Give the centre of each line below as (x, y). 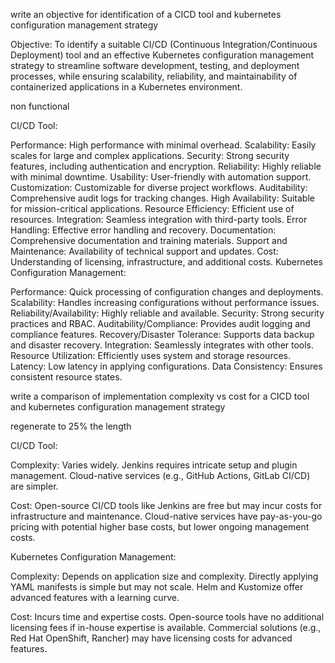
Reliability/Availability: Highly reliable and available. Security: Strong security (167, 313)
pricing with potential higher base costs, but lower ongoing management (160, 527)
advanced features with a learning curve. (95, 597)
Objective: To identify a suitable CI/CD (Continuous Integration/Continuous (164, 44)
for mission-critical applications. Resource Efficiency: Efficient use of (152, 208)
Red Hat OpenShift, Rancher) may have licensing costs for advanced (151, 638)
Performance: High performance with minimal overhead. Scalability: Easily (163, 145)
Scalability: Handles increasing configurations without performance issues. (165, 302)
